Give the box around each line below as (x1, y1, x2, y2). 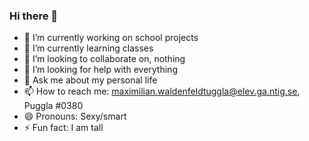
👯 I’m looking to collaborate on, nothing (23, 53, 186, 65)
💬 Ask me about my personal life (23, 74, 158, 86)
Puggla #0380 (23, 100, 84, 112)
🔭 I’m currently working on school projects (23, 32, 199, 44)
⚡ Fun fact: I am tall (23, 122, 104, 134)
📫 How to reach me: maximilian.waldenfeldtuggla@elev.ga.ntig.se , (23, 85, 301, 98)
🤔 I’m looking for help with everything (23, 64, 178, 76)
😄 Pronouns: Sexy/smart (23, 110, 127, 123)
